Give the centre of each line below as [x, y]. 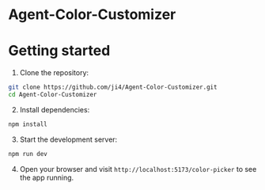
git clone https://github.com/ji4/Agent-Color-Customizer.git [113, 87]
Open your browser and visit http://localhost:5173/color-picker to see [138, 169]
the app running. [47, 177]
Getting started [59, 51]
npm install [28, 124]
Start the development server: [68, 139]
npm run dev [28, 154]
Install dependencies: [55, 109]
